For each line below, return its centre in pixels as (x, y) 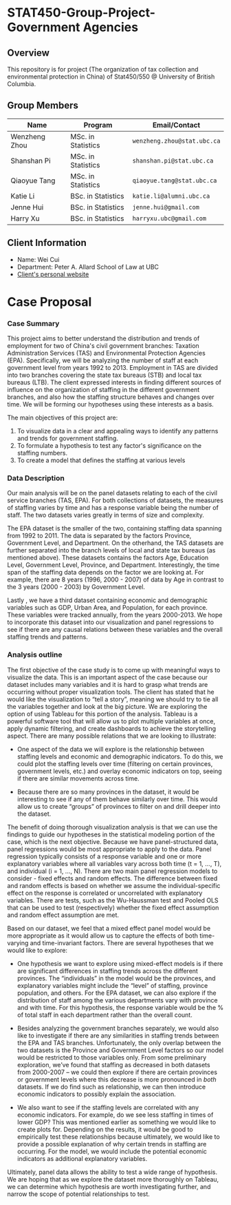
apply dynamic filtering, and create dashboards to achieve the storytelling (112, 728)
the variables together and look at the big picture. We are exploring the (107, 706)
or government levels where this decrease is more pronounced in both (117, 1079)
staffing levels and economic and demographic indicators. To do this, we (120, 756)
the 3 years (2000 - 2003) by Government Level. (76, 587)
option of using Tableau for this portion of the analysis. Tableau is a (102, 714)
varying (18, 943)
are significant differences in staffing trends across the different (107, 971)
